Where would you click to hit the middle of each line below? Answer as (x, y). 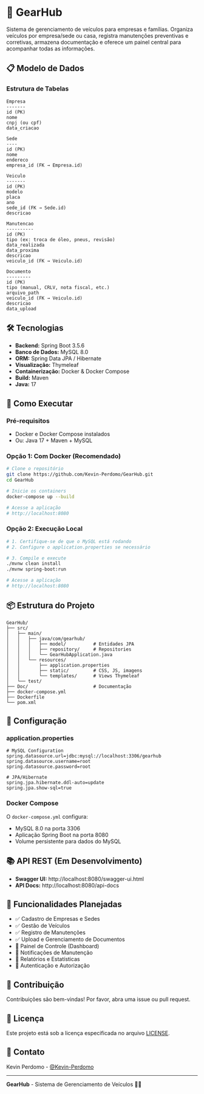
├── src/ (17, 628)
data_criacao (23, 128)
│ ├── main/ (24, 633)
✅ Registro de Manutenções (50, 932)
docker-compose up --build (40, 497)
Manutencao (20, 224)
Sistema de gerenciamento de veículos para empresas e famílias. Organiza (100, 29)
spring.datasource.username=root (49, 762)
